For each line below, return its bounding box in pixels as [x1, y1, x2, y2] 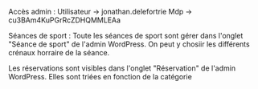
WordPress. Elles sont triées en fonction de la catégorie [8, 72, 193, 81]
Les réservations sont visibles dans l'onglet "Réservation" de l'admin [8, 63, 235, 73]
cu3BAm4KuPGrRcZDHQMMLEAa [8, 15, 121, 25]
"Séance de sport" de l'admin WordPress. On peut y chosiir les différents [8, 39, 251, 49]
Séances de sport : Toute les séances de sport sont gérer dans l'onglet [8, 31, 244, 40]
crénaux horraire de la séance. [8, 48, 110, 57]
